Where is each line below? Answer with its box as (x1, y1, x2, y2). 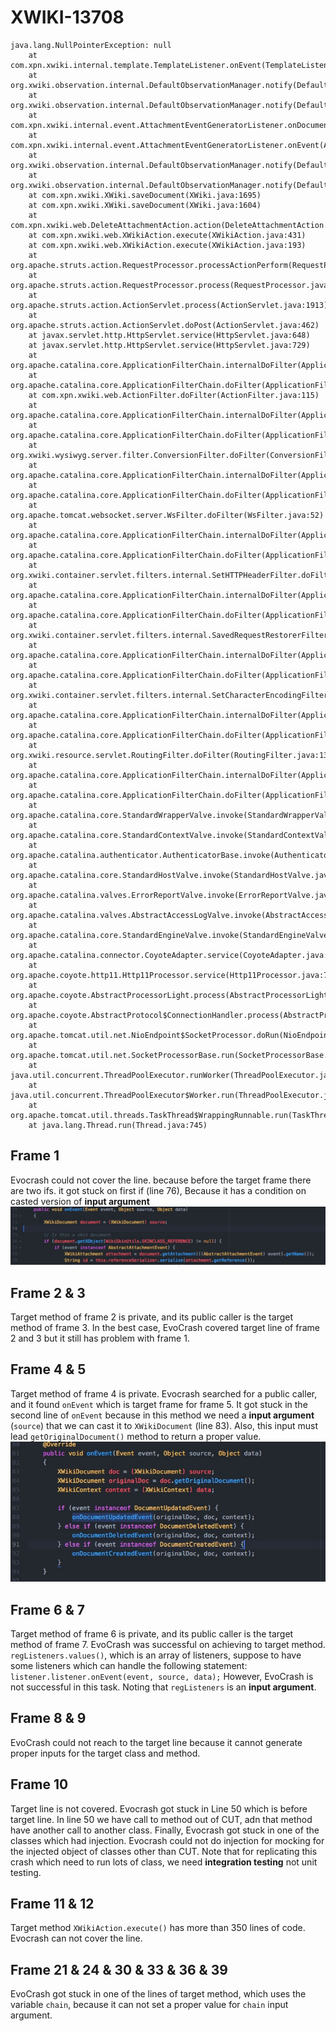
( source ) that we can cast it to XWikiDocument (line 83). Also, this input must (10, 1419, 319, 1431)
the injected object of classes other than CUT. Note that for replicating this (10, 1845, 318, 1857)
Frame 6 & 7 (10, 1601, 85, 1618)
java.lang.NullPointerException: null (10, 40, 172, 50)
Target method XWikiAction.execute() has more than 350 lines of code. (10, 1922, 306, 1934)
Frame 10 (10, 1776, 69, 1793)
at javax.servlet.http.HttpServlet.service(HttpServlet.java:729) (28, 340, 311, 350)
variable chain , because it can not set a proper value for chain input (10, 1999, 289, 2011)
